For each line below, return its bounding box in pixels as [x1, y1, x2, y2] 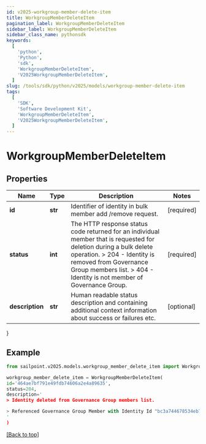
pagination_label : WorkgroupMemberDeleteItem [6, 20, 124, 26]
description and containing [70, 298, 148, 307]
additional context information [70, 306, 158, 315]
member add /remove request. [70, 209, 158, 218]
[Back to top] [6, 431, 39, 438]
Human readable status [70, 291, 138, 299]
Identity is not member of [70, 273, 143, 282]
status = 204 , [6, 386, 37, 392]
